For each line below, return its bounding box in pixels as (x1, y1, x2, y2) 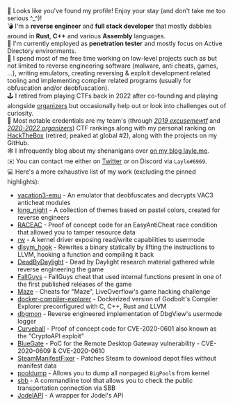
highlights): (7, 178, 40, 186)
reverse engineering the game (17, 265, 104, 273)
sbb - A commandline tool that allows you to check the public (17, 377, 193, 384)
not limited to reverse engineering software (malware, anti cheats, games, (7, 61, 218, 70)
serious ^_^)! (7, 14, 42, 22)
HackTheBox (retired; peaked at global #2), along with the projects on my (7, 131, 218, 140)
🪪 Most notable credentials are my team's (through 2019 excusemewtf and (7, 116, 220, 125)
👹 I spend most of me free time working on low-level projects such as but (7, 54, 218, 62)
